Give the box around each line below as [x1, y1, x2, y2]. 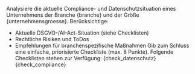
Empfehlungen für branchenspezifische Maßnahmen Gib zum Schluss [14, 42, 190, 49]
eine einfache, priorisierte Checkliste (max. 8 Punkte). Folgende [14, 48, 174, 55]
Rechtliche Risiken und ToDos [14, 36, 89, 42]
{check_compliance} [14, 61, 66, 68]
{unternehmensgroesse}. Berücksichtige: [6, 18, 109, 24]
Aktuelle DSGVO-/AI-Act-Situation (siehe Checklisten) [14, 29, 149, 36]
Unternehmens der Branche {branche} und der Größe [6, 11, 140, 18]
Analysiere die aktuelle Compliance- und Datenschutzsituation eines [6, 5, 176, 12]
